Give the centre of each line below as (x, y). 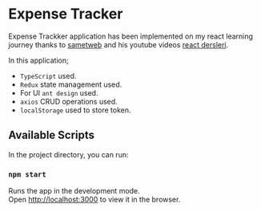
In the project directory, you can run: (68, 154)
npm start (27, 174)
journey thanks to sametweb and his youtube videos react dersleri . (118, 44)
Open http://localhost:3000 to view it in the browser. (94, 200)
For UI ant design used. (59, 92)
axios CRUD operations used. (68, 101)
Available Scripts (51, 135)
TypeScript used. (48, 75)
